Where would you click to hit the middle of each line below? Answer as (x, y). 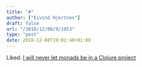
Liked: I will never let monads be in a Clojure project (71, 58)
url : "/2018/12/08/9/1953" (41, 29)
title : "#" (20, 12)
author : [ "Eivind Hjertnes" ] (43, 18)
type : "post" (23, 35)
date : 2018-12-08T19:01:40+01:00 (49, 40)
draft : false (23, 23)
